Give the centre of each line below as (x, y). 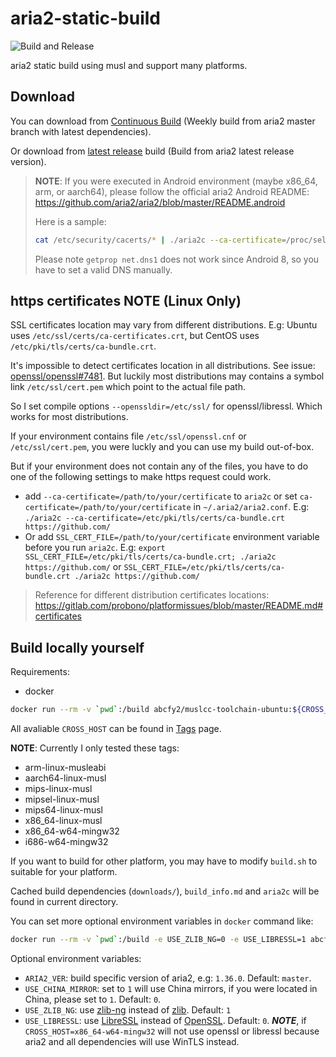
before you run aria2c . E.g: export (95, 548)
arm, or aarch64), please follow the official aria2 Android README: (172, 191)
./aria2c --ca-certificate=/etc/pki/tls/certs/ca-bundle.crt (155, 518)
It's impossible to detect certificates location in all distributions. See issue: (163, 366)
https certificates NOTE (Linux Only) (126, 301)
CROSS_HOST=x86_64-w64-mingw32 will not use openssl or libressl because (172, 1031)
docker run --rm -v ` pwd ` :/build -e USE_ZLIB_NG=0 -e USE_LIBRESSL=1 (158, 940)
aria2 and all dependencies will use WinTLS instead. (132, 1041)
